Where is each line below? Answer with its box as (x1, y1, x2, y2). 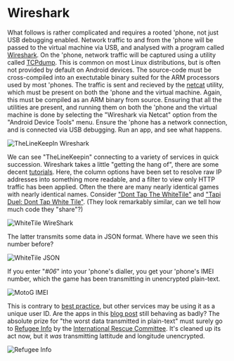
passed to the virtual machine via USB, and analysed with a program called (7, 43, 225, 51)
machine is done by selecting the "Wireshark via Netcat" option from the (7, 110, 218, 119)
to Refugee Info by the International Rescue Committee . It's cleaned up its (7, 324, 221, 332)
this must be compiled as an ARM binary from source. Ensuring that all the (7, 95, 223, 103)
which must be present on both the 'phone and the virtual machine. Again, (7, 88, 223, 96)
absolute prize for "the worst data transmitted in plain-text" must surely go (7, 317, 223, 325)
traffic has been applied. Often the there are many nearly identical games (7, 182, 219, 191)
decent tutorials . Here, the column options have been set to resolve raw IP (7, 167, 222, 176)
